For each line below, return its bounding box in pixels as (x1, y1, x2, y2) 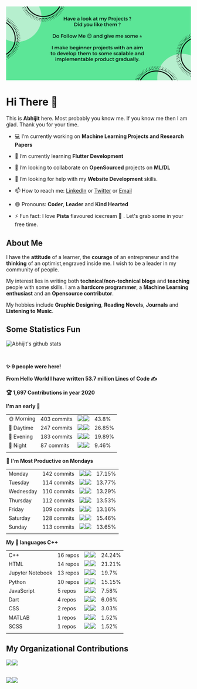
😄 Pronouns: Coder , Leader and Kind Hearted (14, 201, 129, 208)
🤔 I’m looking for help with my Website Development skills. (14, 176, 158, 183)
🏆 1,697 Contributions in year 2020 (6, 389, 95, 396)
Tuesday (8, 479, 29, 486)
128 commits (42, 515, 74, 522)
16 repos (57, 552, 80, 559)
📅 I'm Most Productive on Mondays (6, 458, 94, 465)
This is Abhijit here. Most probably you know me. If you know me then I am (6, 115, 188, 122)
